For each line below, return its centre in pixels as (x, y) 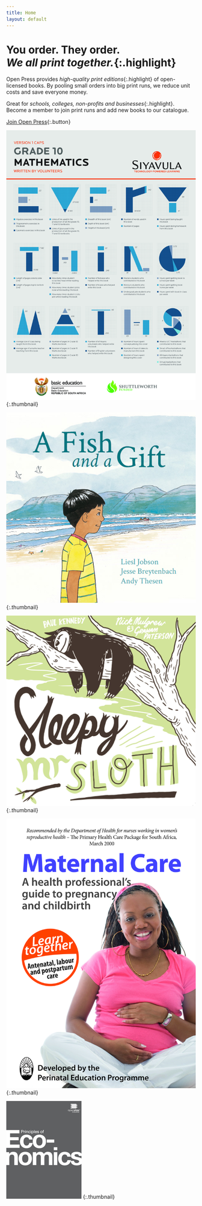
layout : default (26, 19)
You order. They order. (63, 50)
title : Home (21, 13)
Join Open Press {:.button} (38, 122)
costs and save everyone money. (47, 92)
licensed (17, 86)
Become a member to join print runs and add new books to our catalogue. (98, 110)
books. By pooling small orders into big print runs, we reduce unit (109, 86)
